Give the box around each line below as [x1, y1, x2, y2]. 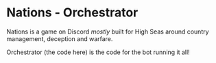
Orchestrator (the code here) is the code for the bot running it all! [6, 48, 190, 56]
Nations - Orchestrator [6, 5, 139, 21]
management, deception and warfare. [6, 34, 113, 42]
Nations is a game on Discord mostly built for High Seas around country [6, 27, 210, 36]
